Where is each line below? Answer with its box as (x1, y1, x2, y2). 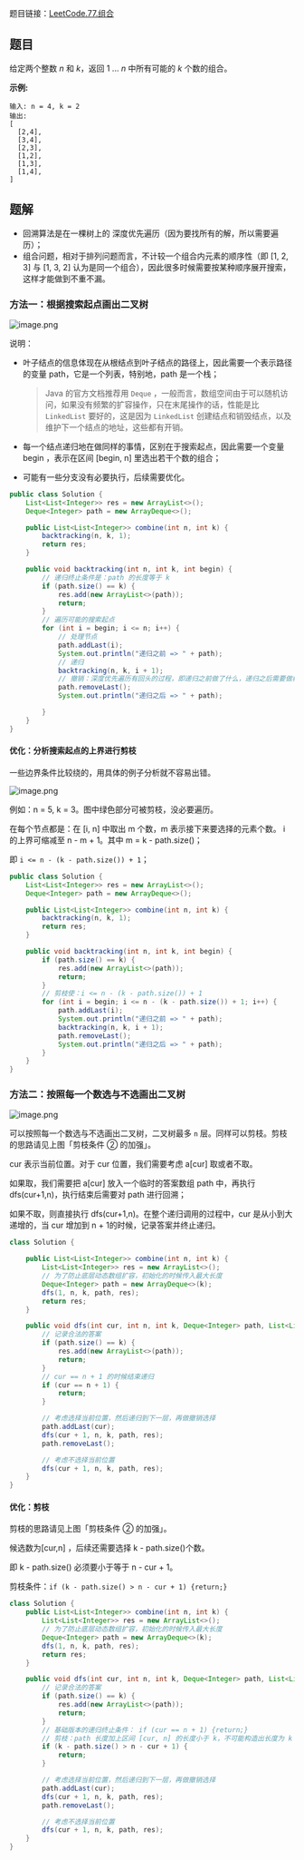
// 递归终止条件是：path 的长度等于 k (42, 573, 170, 582)
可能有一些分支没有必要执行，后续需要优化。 (22, 471, 190, 483)
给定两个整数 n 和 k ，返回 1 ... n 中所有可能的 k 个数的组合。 (9, 63, 233, 73)
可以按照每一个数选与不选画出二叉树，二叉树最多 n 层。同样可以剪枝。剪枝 (9, 1128, 288, 1139)
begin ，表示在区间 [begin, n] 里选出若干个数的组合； (22, 452, 222, 463)
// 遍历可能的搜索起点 (42, 615, 115, 624)
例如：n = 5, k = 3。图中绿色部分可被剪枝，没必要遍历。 (9, 804, 219, 815)
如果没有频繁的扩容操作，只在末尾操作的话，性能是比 (61, 398, 260, 410)
